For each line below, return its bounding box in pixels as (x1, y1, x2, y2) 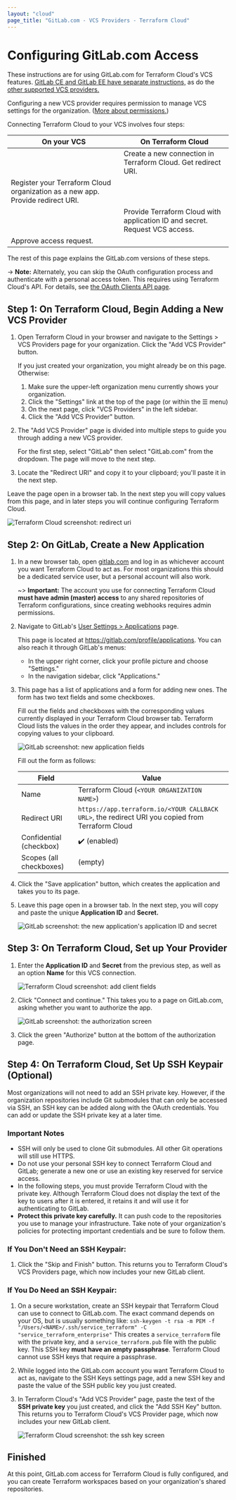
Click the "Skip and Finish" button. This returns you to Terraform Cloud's (17, 1260, 228, 1269)
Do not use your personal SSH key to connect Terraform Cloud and (17, 1159, 212, 1167)
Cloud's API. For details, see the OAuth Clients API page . (7, 283, 171, 291)
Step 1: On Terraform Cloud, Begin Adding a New (7, 303, 223, 315)
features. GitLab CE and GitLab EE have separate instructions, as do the (7, 78, 215, 87)
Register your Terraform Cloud (11, 178, 112, 187)
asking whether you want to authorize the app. (17, 1003, 152, 1012)
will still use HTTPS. (17, 1151, 75, 1160)
